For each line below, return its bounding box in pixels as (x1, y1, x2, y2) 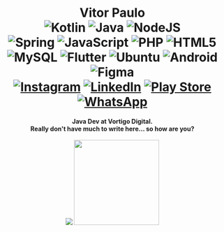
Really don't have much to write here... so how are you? (30, 124, 195, 133)
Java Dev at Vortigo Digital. (71, 117, 154, 125)
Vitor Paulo (80, 5, 145, 21)
